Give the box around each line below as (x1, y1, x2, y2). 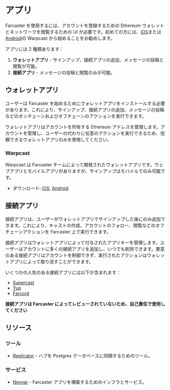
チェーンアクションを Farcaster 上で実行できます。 (5, 228, 112, 234)
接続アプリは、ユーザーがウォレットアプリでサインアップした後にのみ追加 (5, 216, 161, 222)
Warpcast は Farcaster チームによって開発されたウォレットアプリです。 (5, 162, 155, 168)
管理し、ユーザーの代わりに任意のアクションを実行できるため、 (27, 130, 161, 136)
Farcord (12, 290, 29, 296)
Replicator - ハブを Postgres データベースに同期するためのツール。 (12, 352, 153, 358)
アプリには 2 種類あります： (5, 46, 64, 52)
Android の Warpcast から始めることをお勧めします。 (5, 35, 115, 41)
